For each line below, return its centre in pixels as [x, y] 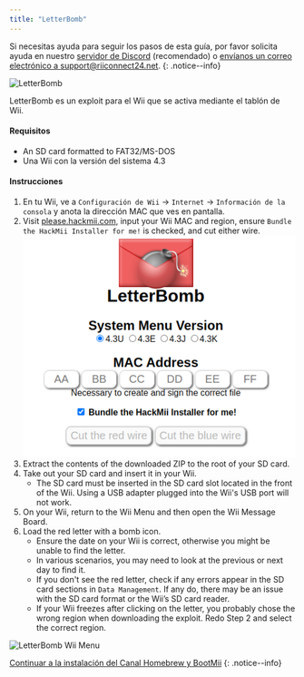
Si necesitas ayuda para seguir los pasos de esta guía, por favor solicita [144, 46]
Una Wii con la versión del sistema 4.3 [94, 161]
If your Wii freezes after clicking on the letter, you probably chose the [166, 609]
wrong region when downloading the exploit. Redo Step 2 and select [164, 618]
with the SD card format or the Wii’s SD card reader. [133, 599]
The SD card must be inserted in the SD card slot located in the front [164, 483]
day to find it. [61, 570]
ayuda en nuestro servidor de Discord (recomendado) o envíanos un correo [151, 55]
